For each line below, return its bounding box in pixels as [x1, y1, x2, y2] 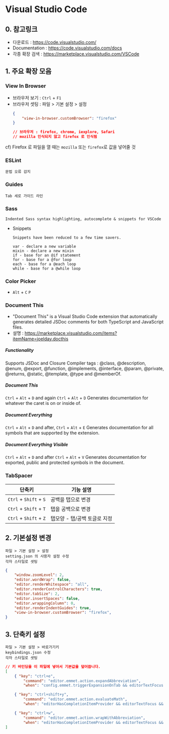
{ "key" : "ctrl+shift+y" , [14, 692, 69, 697]
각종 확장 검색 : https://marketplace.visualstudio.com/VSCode [12, 51, 140, 57]
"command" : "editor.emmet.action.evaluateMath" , [23, 697, 128, 702]
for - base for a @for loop [12, 257, 72, 262]
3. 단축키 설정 [5, 630, 45, 639]
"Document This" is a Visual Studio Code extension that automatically [12, 313, 157, 319]
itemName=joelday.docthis [12, 336, 69, 342]
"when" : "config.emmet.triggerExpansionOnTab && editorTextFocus [23, 683, 164, 688]
